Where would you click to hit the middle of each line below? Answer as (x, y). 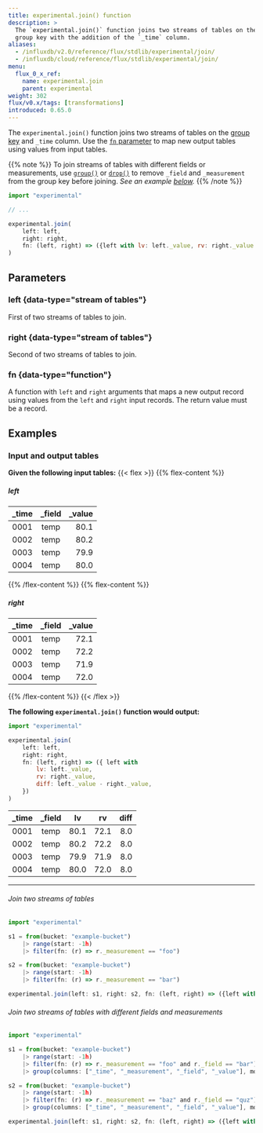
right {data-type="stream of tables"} (80, 337)
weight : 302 (27, 96)
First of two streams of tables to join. (67, 317)
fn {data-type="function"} (60, 375)
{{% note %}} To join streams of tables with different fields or (107, 164)
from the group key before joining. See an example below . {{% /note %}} (125, 181)
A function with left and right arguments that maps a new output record (126, 392)
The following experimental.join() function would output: (104, 712)
